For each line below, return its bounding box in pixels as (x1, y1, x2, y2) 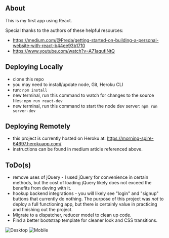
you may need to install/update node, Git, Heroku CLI (12, 81, 123, 88)
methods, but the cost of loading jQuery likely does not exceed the (12, 180, 152, 186)
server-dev (12, 108, 36, 113)
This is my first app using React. (5, 17, 72, 23)
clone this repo (12, 76, 44, 82)
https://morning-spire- (107, 135, 154, 141)
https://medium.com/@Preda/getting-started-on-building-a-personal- (12, 37, 159, 43)
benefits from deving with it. (12, 185, 72, 191)
